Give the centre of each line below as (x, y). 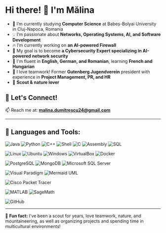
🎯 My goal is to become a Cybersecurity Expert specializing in (77, 50)
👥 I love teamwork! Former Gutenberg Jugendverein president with (81, 72)
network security (50, 56)
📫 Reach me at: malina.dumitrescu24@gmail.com (58, 110)
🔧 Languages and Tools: (43, 132)
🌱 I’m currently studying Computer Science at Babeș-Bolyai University (84, 24)
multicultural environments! (33, 226)
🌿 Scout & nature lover (36, 82)
